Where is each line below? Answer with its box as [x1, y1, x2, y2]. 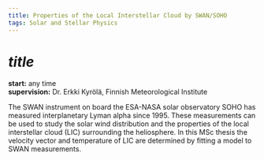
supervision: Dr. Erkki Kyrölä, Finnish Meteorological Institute [8, 87, 208, 97]
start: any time [8, 79, 57, 88]
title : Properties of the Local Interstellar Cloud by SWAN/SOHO [8, 11, 227, 20]
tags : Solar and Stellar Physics [8, 19, 118, 27]
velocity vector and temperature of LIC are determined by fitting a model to [8, 136, 252, 146]
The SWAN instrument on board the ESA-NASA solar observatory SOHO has [8, 102, 256, 112]
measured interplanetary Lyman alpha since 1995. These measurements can [8, 111, 256, 121]
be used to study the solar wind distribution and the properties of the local [8, 119, 250, 128]
